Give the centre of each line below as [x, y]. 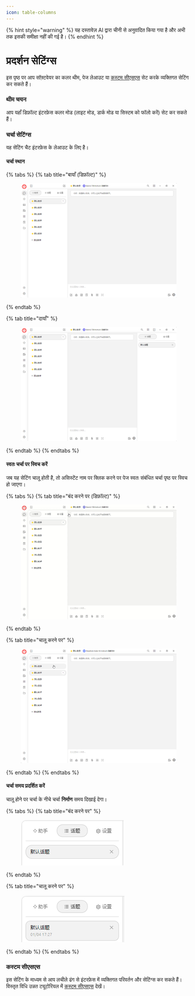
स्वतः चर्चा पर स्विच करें [27, 464]
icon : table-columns [31, 12]
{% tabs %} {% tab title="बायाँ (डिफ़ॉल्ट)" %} [56, 175]
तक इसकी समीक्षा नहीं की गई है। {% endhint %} [55, 36]
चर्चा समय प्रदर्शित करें [26, 786]
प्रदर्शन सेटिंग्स [31, 60]
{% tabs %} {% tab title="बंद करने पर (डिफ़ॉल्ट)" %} [63, 496]
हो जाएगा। [16, 484]
